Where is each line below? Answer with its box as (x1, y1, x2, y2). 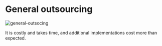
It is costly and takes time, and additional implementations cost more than (5, 29, 157, 35)
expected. (5, 35, 26, 41)
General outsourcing (5, 3, 93, 15)
